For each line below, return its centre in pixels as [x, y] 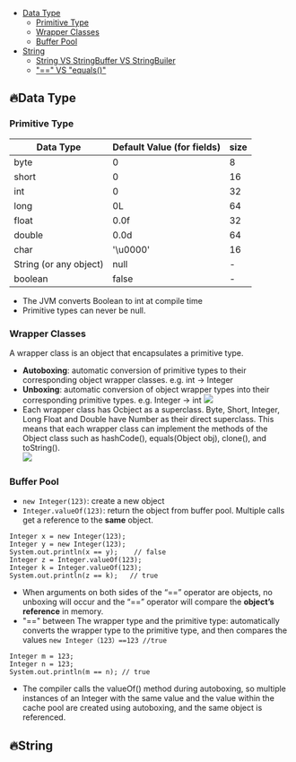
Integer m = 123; [42, 657]
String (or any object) [59, 264]
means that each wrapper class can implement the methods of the [145, 429]
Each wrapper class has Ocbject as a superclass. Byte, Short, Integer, [151, 409]
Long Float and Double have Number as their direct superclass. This [148, 419]
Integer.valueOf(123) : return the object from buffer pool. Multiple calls [153, 511]
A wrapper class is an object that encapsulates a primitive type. [126, 352]
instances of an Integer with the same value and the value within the [148, 698]
